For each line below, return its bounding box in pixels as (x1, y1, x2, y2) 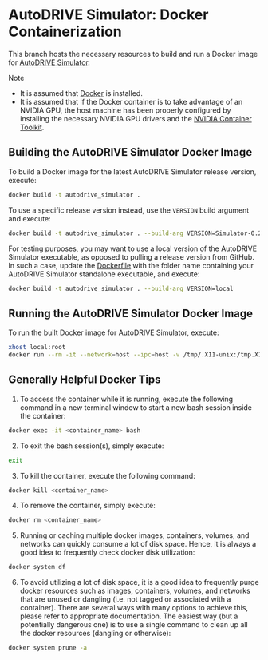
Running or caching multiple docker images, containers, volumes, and (19, 531, 250, 540)
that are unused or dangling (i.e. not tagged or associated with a (19, 594, 231, 604)
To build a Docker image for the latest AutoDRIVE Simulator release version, (8, 166, 257, 177)
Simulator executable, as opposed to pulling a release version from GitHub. (8, 252, 255, 261)
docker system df (8, 563, 66, 571)
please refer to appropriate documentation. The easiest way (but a (19, 611, 238, 621)
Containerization (8, 22, 122, 41)
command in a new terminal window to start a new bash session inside (19, 402, 253, 412)
